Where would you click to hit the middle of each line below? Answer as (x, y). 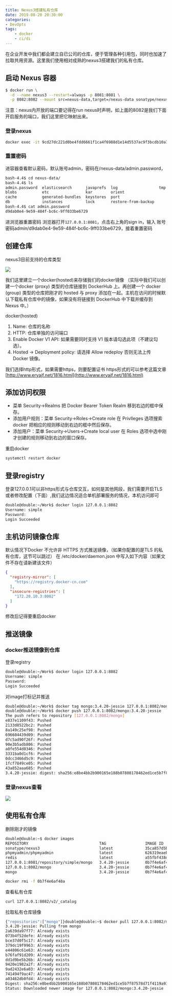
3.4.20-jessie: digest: (31, 773)
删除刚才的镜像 (21, 829)
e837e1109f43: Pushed (28, 721)
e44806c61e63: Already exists (38, 950)
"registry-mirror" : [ (33, 577)
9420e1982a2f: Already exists (38, 965)
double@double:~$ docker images (40, 839)
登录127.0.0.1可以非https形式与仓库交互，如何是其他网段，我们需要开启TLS (84, 489)
